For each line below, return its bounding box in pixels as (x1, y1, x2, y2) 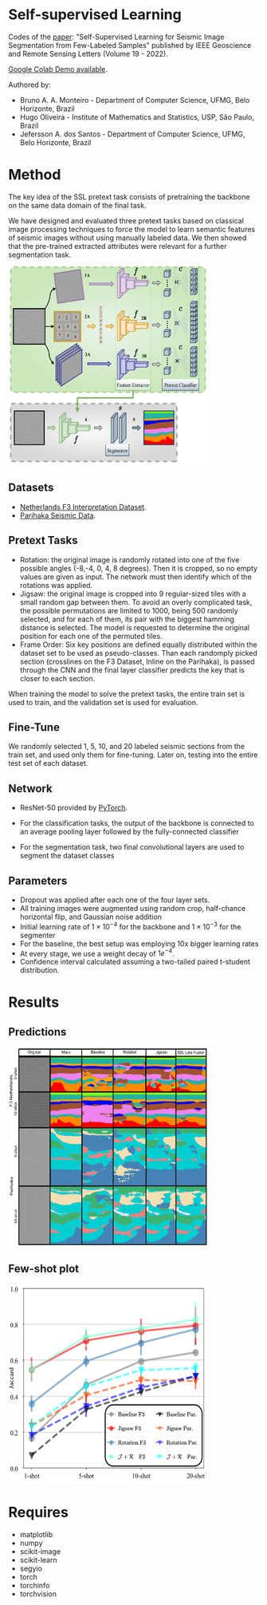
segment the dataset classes (19, 851, 115, 861)
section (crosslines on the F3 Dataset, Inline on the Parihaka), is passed (19, 657, 255, 666)
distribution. (19, 965, 60, 975)
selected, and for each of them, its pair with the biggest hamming (19, 614, 235, 624)
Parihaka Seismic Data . (19, 511, 96, 520)
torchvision (19, 1589, 57, 1599)
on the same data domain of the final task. (8, 200, 147, 210)
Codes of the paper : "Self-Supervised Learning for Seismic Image (8, 32, 225, 41)
